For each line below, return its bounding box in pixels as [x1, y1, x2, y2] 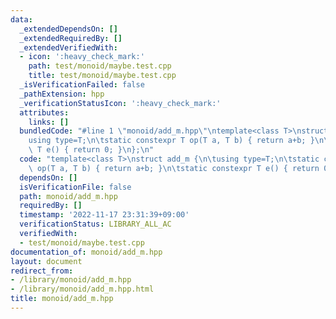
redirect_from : [10, 266, 74, 276]
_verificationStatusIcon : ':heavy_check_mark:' [19, 98, 222, 108]
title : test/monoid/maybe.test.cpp [28, 71, 177, 81]
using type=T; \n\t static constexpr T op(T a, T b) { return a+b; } [28, 136, 315, 146]
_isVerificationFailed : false [19, 80, 145, 90]
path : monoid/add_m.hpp [19, 191, 118, 201]
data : [10, 14, 33, 25]
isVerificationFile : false [19, 182, 132, 192]
